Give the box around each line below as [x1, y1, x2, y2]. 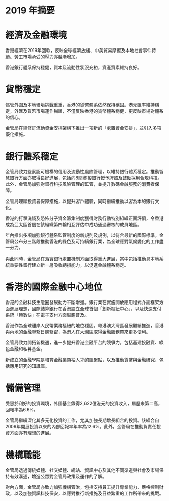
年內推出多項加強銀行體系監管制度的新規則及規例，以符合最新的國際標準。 [5, 232, 159, 238]
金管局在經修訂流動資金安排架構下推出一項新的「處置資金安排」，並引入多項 [5, 125, 162, 131]
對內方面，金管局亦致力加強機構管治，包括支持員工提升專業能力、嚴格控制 [5, 484, 159, 490]
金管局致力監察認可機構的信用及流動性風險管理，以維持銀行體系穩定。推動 [5, 169, 159, 174]
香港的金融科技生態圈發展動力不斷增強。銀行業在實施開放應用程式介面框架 [5, 299, 159, 305]
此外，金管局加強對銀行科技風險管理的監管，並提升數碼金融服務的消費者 [5, 181, 155, 187]
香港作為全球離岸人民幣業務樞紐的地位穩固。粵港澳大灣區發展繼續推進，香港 [5, 322, 164, 328]
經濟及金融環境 [5, 30, 67, 41]
